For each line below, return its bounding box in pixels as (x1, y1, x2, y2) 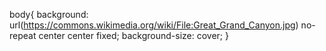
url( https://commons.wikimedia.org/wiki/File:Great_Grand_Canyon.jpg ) (9, 19, 299, 31)
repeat (9, 30, 37, 41)
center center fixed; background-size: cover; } (38, 30, 229, 41)
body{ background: (9, 9, 89, 20)
